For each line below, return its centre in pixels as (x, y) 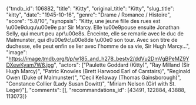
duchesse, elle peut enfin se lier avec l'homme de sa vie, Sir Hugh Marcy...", (98, 46)
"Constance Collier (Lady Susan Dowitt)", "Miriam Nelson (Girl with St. (91, 84)
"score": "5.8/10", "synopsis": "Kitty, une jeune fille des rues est (83, 21)
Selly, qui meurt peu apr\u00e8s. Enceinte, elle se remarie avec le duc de (95, 34)
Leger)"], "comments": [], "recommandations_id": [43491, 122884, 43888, (96, 90)
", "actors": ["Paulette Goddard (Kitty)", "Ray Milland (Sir (122, 65)
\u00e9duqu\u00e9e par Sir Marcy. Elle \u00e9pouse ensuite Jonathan (93, 27)
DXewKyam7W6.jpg (30, 65)
